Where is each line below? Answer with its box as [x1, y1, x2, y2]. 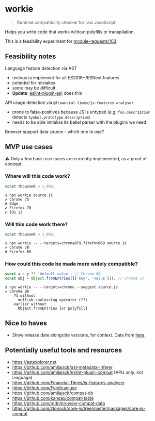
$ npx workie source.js [5, 193, 53, 198]
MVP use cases [5, 143, 53, 151]
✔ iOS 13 [5, 210, 23, 215]
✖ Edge [5, 201, 18, 206]
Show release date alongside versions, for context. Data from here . [12, 332, 146, 338]
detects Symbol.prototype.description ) [12, 114, 91, 120]
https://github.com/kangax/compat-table [12, 395, 94, 401]
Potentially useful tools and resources [5, 346, 122, 354]
